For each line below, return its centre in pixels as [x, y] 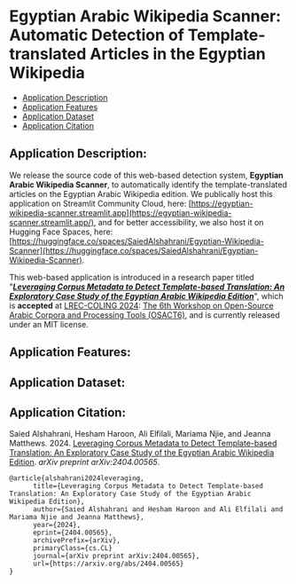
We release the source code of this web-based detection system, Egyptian [146, 175]
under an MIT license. [49, 324]
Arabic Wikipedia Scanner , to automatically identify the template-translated [148, 185]
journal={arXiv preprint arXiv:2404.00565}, [116, 556]
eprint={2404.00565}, [73, 533]
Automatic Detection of [97, 35]
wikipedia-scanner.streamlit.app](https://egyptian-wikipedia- [121, 213]
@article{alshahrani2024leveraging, [77, 478]
